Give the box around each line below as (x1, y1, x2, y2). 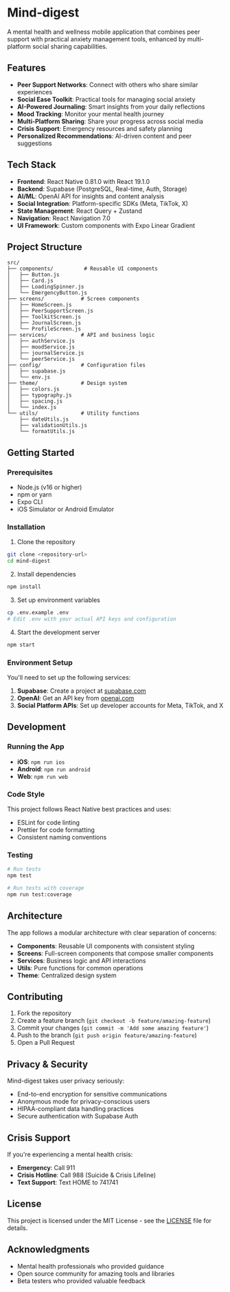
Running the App (7, 742, 65, 751)
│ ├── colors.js (7, 386, 60, 393)
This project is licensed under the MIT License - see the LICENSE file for (7, 1216, 211, 1225)
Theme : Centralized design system (16, 971, 117, 979)
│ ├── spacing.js (7, 398, 63, 405)
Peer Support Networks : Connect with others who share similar (16, 81, 198, 89)
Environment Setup (7, 658, 73, 667)
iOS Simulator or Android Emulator (16, 505, 115, 514)
